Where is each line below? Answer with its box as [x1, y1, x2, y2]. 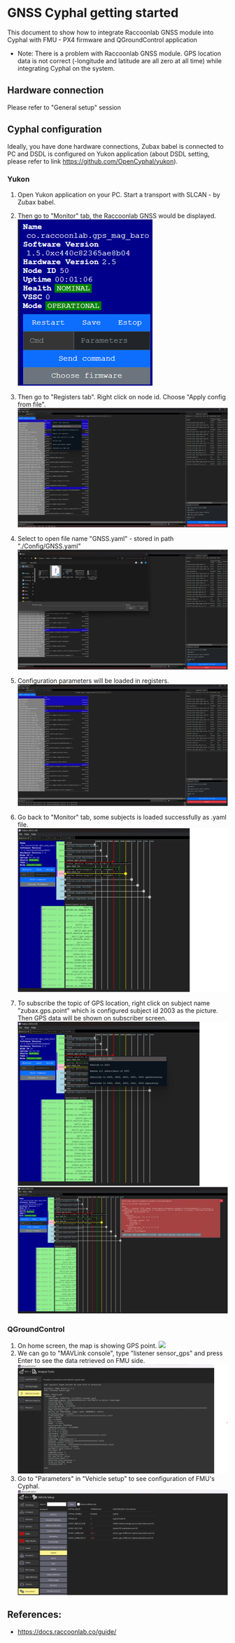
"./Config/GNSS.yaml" [17, 542, 82, 550]
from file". [17, 400, 46, 408]
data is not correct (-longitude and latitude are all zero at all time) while [17, 56, 222, 65]
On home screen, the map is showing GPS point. [17, 1341, 157, 1350]
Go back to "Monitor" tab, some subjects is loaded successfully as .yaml [17, 813, 227, 822]
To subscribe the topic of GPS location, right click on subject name [17, 999, 211, 1008]
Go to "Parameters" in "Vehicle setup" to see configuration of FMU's [17, 1474, 215, 1482]
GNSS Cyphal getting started [7, 5, 179, 21]
